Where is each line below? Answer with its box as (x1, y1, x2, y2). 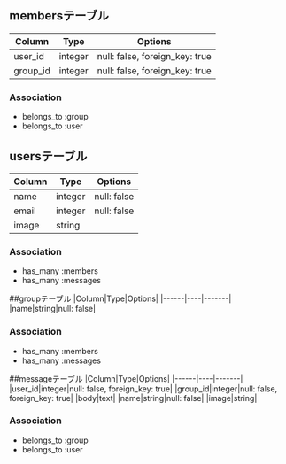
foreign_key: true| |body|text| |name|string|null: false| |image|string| (9, 392, 258, 403)
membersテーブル (9, 8, 109, 24)
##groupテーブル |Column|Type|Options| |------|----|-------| (9, 293, 232, 304)
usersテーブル (9, 149, 88, 164)
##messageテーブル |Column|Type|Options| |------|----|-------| (9, 373, 243, 383)
